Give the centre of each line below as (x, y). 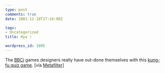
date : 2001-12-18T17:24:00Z (34, 19)
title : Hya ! (19, 37)
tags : (11, 28)
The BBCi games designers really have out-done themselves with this (76, 60)
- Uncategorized (22, 33)
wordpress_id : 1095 (25, 46)
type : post (16, 10)
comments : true (21, 14)
